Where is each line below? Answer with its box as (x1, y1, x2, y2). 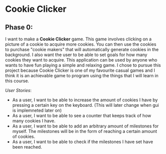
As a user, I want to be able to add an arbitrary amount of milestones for (12, 123, 159, 129)
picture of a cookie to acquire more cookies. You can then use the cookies (5, 41, 157, 47)
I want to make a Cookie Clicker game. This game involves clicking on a (5, 36, 152, 42)
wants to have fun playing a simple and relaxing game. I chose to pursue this (5, 62, 161, 68)
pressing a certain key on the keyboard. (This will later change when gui (12, 102, 159, 108)
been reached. (12, 144, 42, 150)
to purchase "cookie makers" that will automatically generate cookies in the (5, 47, 159, 52)
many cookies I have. (12, 118, 56, 123)
